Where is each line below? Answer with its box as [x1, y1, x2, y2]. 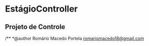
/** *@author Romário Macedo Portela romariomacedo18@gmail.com [5, 35, 145, 41]
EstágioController [5, 3, 78, 15]
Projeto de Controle [5, 23, 66, 31]
